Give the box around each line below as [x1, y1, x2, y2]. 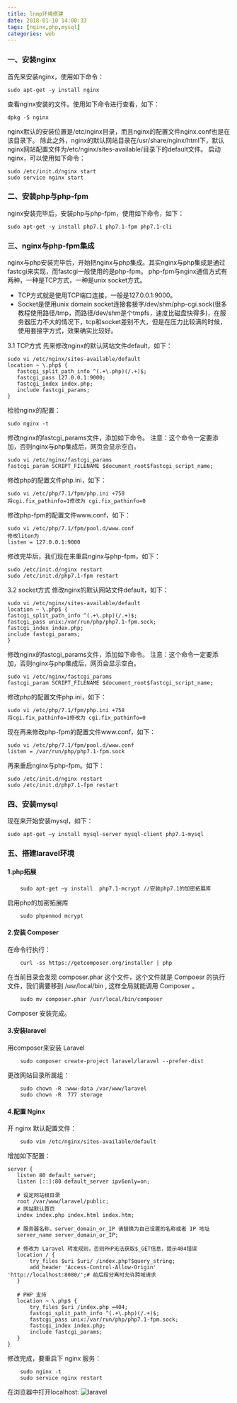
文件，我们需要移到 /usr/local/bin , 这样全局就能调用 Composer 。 [7, 981, 199, 990]
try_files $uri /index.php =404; [29, 1304, 129, 1311]
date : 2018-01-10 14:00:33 [7, 17, 87, 24]
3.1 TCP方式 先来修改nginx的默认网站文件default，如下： [7, 341, 173, 350]
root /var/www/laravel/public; [16, 1198, 110, 1206]
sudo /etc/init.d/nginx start [7, 168, 97, 175]
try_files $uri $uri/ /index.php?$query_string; [29, 1258, 175, 1265]
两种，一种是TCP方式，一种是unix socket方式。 [7, 276, 146, 285]
